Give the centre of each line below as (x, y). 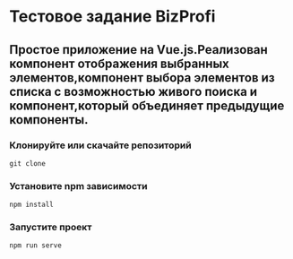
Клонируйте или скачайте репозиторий (100, 145)
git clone (28, 163)
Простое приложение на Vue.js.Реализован (139, 50)
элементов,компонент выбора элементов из (142, 78)
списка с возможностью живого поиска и (134, 91)
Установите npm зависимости (78, 186)
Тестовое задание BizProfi (112, 17)
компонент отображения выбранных (120, 63)
